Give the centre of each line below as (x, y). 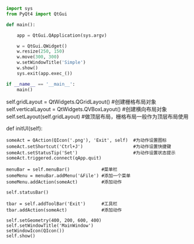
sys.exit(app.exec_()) (45, 73)
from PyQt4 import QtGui (37, 14)
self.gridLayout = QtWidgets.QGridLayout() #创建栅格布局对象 (81, 102)
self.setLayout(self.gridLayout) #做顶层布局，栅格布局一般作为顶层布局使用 (97, 116)
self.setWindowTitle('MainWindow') (50, 225)
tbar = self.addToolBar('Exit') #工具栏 (62, 204)
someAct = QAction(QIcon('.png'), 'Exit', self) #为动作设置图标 (87, 140)
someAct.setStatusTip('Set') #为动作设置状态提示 (91, 153)
